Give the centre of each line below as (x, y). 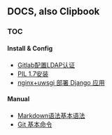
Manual (19, 99)
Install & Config (30, 48)
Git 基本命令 (35, 124)
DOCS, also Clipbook (54, 12)
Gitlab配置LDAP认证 (46, 65)
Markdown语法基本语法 (51, 115)
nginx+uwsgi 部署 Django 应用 (61, 82)
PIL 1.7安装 (33, 74)
